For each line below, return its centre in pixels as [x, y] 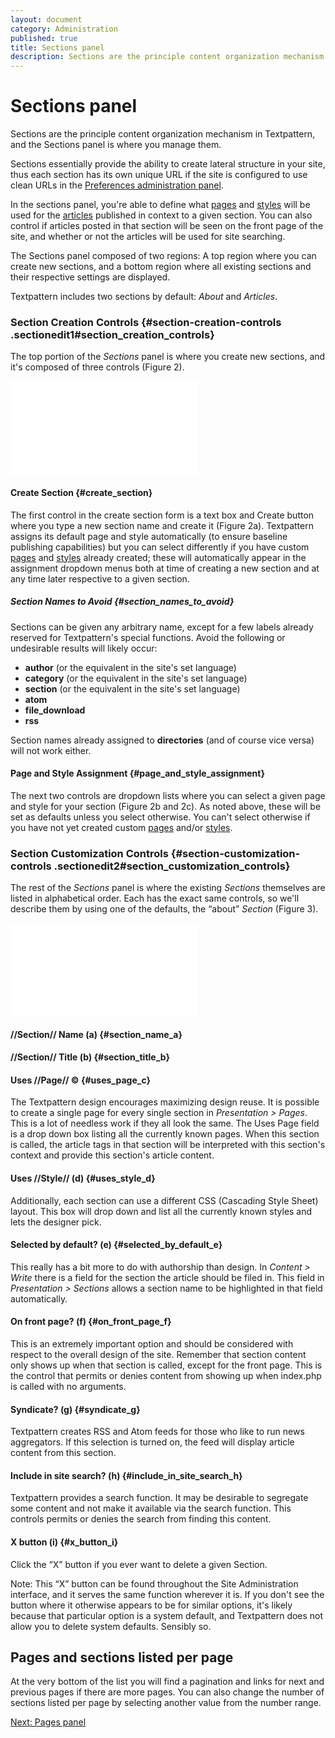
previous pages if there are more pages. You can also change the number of [167, 1692]
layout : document [46, 19]
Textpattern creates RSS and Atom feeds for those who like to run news [157, 1432]
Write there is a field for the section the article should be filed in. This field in [167, 1277]
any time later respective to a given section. [100, 578]
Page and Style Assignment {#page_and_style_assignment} [138, 773]
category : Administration [64, 29]
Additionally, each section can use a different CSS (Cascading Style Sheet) [164, 1200]
